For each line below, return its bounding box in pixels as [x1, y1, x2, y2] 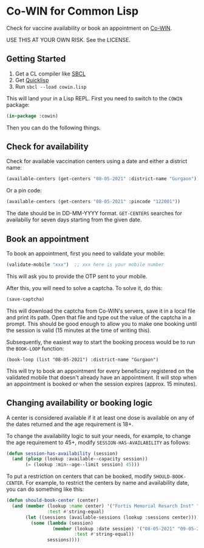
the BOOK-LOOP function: [6, 345, 64, 352]
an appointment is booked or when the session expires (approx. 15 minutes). [6, 380, 197, 387]
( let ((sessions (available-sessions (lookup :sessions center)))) [25, 514, 200, 521]
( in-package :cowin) [6, 113, 59, 119]
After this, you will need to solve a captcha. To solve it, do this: [6, 284, 163, 291]
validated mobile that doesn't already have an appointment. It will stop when [6, 373, 197, 381]
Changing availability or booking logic [6, 398, 153, 408]
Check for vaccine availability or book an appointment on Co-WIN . [6, 24, 172, 32]
